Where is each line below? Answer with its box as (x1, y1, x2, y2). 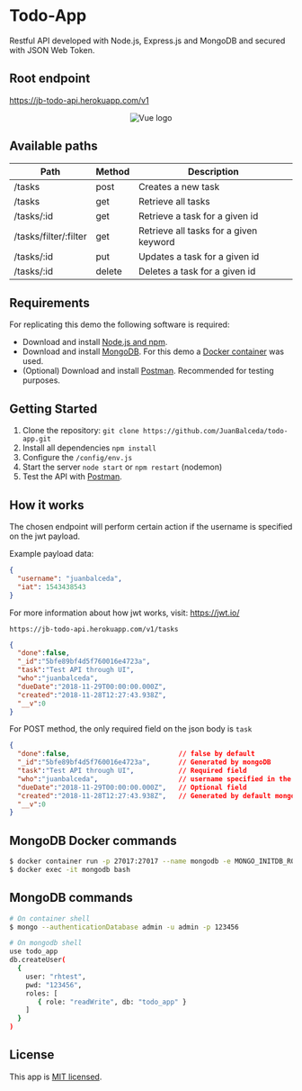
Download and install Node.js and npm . (22, 337, 168, 348)
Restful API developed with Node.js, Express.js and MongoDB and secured (9, 35, 286, 46)
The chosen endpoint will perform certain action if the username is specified (9, 522, 293, 532)
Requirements (9, 295, 90, 311)
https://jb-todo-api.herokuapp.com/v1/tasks (9, 624, 179, 633)
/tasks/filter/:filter (13, 230, 87, 242)
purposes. (22, 375, 61, 386)
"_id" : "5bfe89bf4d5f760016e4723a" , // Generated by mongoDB (17, 758, 271, 767)
